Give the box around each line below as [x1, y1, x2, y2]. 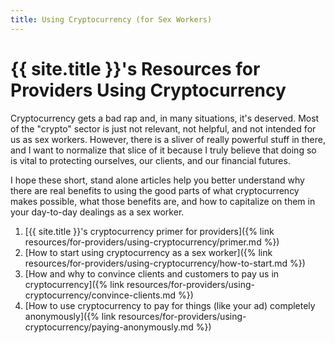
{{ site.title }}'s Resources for [10, 57, 261, 80]
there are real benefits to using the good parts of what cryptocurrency [10, 184, 300, 196]
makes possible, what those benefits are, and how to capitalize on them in [10, 195, 316, 207]
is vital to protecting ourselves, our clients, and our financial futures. [10, 154, 291, 166]
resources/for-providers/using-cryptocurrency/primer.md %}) [24, 236, 280, 248]
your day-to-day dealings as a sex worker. [10, 206, 185, 218]
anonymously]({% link [24, 310, 117, 322]
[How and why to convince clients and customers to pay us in [24, 267, 280, 280]
